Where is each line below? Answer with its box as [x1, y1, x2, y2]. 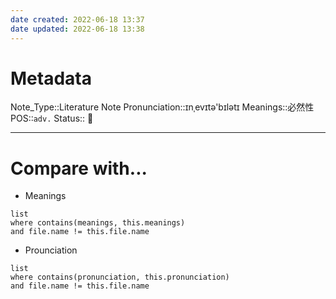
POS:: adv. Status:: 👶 [10, 112, 94, 125]
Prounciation [24, 244, 78, 256]
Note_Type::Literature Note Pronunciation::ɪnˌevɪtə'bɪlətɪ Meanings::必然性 [10, 101, 315, 113]
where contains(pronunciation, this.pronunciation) [10, 272, 230, 283]
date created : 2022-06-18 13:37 [10, 14, 145, 25]
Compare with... [10, 157, 148, 180]
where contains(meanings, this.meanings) [10, 218, 186, 228]
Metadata [10, 67, 92, 90]
